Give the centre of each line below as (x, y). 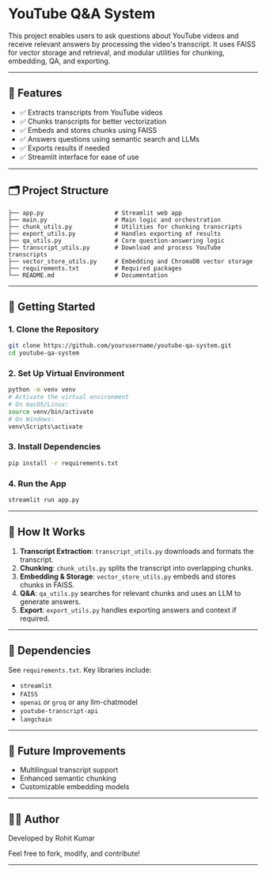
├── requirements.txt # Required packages (95, 268)
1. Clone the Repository (53, 329)
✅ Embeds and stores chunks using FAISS (88, 130)
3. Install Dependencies (55, 446)
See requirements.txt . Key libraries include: (80, 670)
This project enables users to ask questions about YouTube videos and (123, 36)
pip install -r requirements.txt (63, 463)
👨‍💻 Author (34, 819)
